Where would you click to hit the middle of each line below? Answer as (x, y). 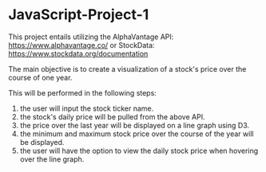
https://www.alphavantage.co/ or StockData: (81, 45)
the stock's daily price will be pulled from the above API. (112, 116)
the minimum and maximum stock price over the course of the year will (137, 134)
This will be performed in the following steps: (83, 92)
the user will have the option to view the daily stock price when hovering (139, 150)
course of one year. (40, 77)
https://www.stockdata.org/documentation (78, 53)
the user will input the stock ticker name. (87, 108)
